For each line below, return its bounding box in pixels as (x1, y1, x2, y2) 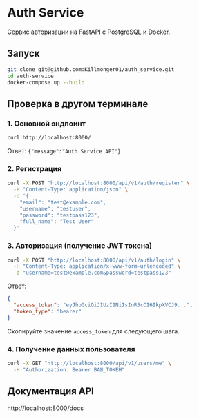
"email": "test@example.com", (19, 199, 107, 206)
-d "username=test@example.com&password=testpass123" (13, 269, 171, 277)
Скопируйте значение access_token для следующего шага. (7, 327, 180, 335)
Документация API (7, 385, 95, 398)
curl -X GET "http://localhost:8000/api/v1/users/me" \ (7, 360, 171, 367)
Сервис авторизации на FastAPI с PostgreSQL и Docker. (7, 28, 171, 36)
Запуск (7, 48, 40, 59)
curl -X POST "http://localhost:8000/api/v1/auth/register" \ (7, 179, 190, 187)
